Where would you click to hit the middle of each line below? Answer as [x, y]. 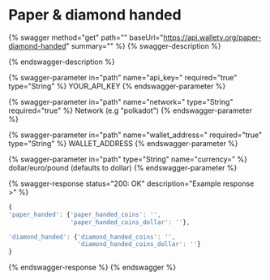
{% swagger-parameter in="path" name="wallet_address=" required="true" [135, 135]
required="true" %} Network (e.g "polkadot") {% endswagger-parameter [131, 110]
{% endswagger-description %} [62, 62]
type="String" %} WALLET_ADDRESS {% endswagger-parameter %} [123, 143]
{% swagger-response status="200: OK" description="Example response [131, 183]
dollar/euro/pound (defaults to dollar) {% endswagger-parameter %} [123, 167]
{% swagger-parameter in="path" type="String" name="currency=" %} [128, 159]
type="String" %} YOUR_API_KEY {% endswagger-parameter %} [117, 86]
